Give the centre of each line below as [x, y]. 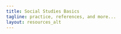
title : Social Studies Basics [43, 11]
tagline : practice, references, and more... [61, 17]
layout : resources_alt [34, 22]
